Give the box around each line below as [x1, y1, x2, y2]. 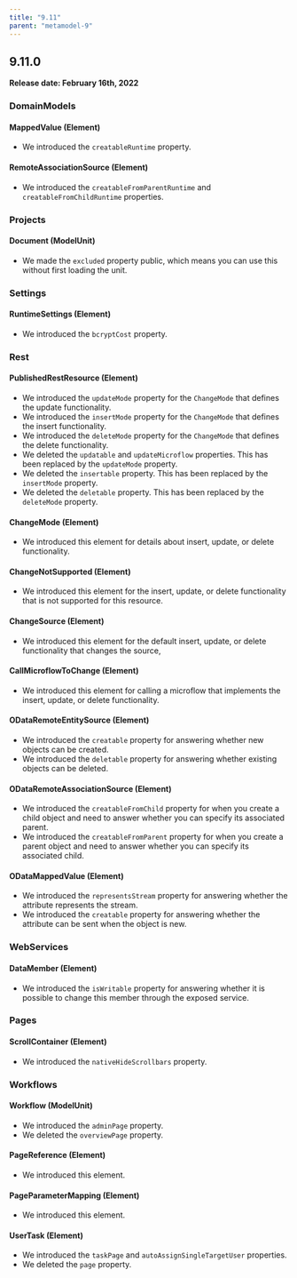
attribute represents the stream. [21, 899, 138, 911]
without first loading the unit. [21, 264, 128, 276]
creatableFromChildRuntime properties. [21, 191, 164, 202]
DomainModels [9, 100, 76, 112]
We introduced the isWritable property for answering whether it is [21, 983, 266, 994]
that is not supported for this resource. [21, 595, 164, 606]
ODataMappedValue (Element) [9, 870, 124, 881]
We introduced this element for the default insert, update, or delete [21, 635, 267, 646]
